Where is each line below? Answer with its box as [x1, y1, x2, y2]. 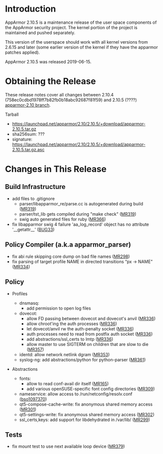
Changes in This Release [5, 164, 107, 175]
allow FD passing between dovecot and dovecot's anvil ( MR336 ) [26, 315, 156, 321]
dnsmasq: [19, 300, 39, 306]
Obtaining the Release [5, 76, 96, 87]
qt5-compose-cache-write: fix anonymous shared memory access [19, 401, 153, 407]
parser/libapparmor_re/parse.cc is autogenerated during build [19, 201, 143, 206]
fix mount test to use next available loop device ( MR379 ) [12, 443, 125, 449]
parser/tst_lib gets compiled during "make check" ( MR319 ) [19, 211, 137, 217]
